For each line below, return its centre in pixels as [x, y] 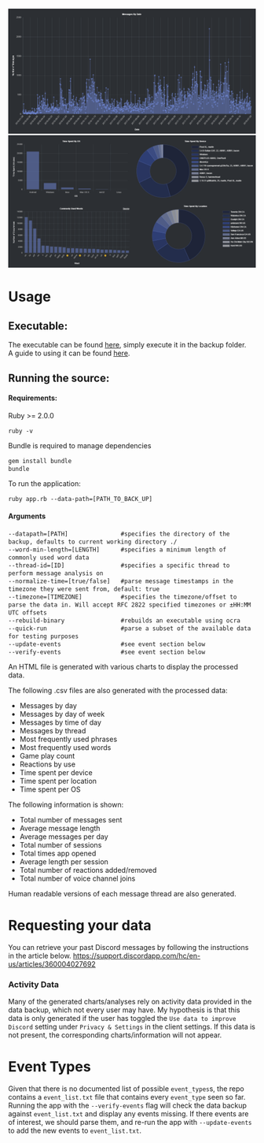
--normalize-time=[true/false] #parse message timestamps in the [121, 581]
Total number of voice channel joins [77, 878]
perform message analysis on [56, 573]
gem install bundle [40, 461]
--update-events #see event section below [107, 644]
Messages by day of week [62, 714]
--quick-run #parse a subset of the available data [130, 628]
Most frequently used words [65, 747]
